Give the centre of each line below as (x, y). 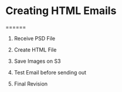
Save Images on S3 (37, 61)
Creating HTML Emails (61, 11)
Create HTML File (35, 50)
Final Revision (31, 84)
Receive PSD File (35, 38)
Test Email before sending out (50, 72)
